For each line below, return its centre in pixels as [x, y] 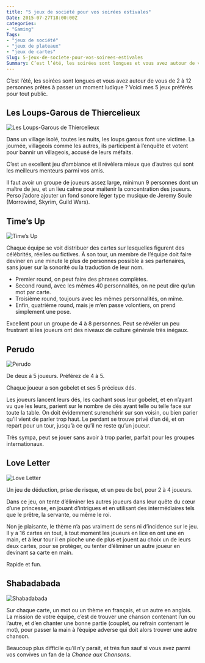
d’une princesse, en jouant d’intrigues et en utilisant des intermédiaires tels [101, 508]
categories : [21, 23]
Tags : [13, 35]
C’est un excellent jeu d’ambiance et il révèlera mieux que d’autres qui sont [100, 164]
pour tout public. [27, 94]
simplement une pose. [43, 312]
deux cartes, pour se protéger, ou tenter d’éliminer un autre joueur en [93, 546]
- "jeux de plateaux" [34, 46]
